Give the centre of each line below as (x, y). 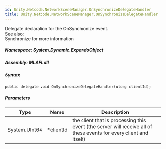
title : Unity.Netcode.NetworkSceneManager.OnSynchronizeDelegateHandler (82, 14)
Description (115, 112)
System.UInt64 (25, 130)
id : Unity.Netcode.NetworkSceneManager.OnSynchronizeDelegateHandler (78, 10)
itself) (79, 139)
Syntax (13, 75)
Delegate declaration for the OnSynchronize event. (57, 28)
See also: (15, 34)
